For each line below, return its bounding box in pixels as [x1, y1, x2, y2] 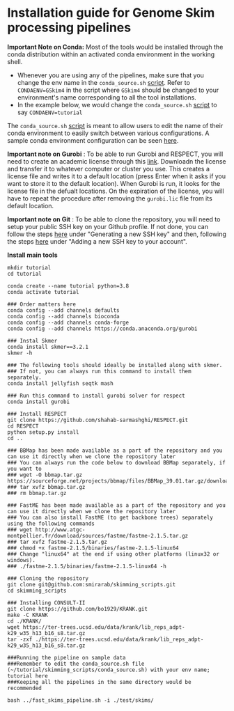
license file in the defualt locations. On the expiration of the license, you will [7, 187, 224, 195]
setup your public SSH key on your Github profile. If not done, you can [7, 222, 209, 231]
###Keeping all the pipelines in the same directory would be [7, 678, 192, 685]
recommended [7, 685, 42, 692]
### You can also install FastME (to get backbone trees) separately [7, 514, 214, 521]
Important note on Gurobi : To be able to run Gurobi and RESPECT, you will [7, 150, 224, 158]
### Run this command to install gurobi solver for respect [7, 392, 186, 399]
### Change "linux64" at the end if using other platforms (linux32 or [7, 550, 219, 558]
